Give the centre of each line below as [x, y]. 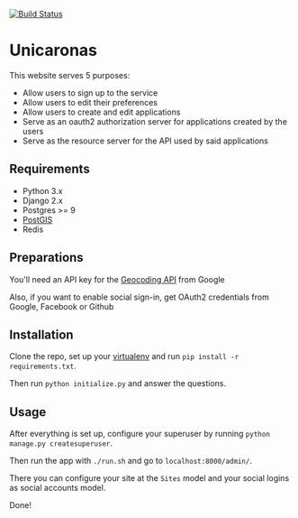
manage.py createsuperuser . [61, 443]
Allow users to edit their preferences [90, 102]
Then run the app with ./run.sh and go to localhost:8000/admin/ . [131, 461]
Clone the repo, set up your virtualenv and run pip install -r [124, 356]
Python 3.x [42, 190]
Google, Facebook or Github [62, 306]
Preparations [46, 258]
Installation [41, 334]
